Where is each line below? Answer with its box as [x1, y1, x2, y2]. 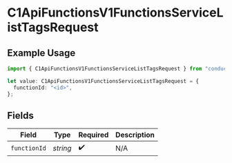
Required [78, 130, 109, 140]
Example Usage [7, 47, 76, 59]
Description [115, 130, 155, 140]
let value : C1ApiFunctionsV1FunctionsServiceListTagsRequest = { [7, 77, 199, 84]
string [52, 143, 72, 153]
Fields [7, 109, 35, 122]
